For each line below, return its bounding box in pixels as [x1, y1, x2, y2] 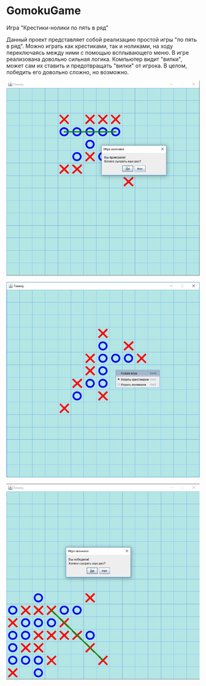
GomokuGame [6, 4, 82, 18]
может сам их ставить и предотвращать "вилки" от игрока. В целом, [6, 62, 188, 69]
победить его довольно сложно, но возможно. [6, 68, 129, 75]
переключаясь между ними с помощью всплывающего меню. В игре [6, 48, 189, 56]
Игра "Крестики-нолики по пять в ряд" [6, 24, 109, 31]
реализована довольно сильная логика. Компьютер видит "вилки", [6, 55, 183, 63]
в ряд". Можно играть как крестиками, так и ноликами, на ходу [6, 42, 174, 50]
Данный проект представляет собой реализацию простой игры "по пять [6, 36, 197, 43]
